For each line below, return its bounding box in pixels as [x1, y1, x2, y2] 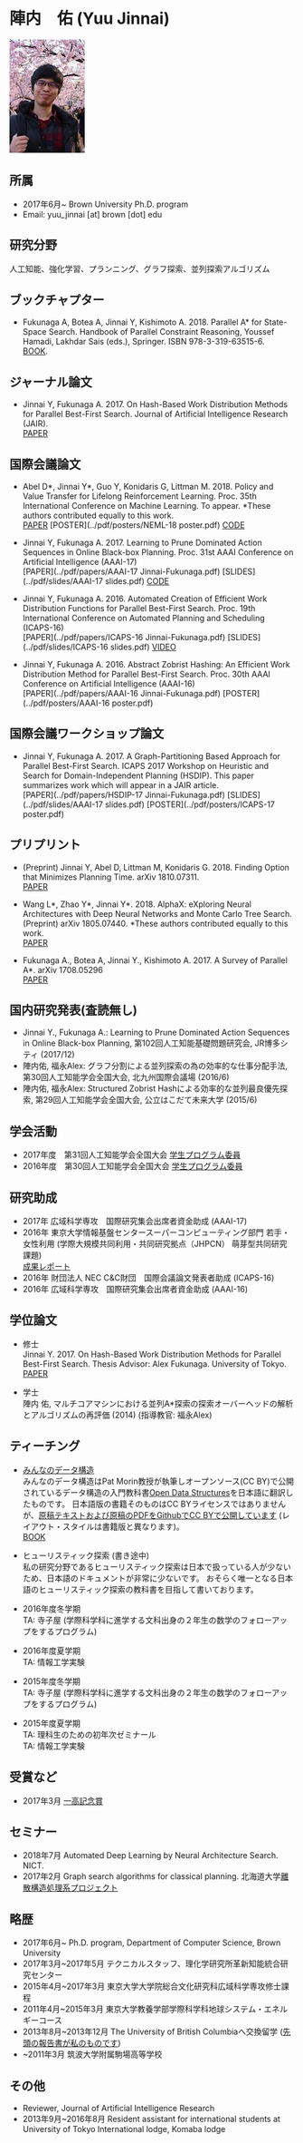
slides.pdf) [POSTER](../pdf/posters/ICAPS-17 [105, 799, 276, 810]
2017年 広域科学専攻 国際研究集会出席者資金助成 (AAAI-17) [22, 1216, 248, 1227]
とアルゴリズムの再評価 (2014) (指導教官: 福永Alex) [22, 1409, 213, 1420]
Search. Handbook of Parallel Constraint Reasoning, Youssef [48, 326, 275, 337]
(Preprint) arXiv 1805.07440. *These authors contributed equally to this [22, 918, 289, 929]
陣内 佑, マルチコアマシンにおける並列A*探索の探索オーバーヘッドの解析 [22, 1398, 294, 1408]
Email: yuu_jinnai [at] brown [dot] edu [22, 209, 163, 219]
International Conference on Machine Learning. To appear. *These [22, 501, 271, 511]
